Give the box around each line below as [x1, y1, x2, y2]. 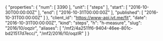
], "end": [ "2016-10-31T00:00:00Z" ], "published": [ [38, 9, 143, 15]
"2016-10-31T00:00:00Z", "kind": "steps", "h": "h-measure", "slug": [5, 20, 142, 26]
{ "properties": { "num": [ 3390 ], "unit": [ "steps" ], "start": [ [5, 4, 127, 10]
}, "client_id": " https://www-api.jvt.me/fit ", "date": [46, 15, 147, 20]
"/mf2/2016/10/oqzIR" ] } [39, 31, 90, 36]
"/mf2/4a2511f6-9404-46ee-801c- [62, 25, 133, 31]
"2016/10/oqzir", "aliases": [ [5, 25, 62, 31]
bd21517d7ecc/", [5, 31, 39, 36]
